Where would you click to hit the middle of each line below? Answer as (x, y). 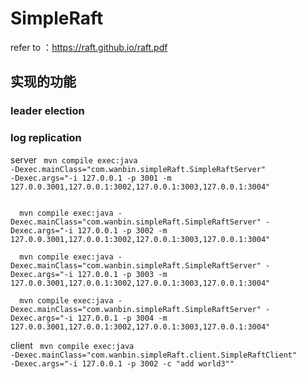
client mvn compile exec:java (72, 345)
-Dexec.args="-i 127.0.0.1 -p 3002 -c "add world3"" (122, 363)
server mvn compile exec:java (74, 159)
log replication (46, 138)
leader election (47, 111)
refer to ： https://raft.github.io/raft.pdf (89, 47)
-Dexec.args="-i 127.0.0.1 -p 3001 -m (91, 178)
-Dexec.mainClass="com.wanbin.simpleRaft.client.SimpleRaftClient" (154, 355)
